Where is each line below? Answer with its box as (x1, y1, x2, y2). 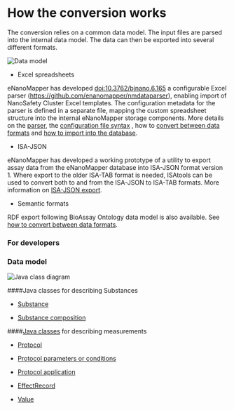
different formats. (7, 43, 58, 51)
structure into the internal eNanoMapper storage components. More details (7, 114, 224, 122)
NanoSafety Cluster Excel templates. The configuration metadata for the (7, 98, 216, 107)
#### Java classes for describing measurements (7, 327, 147, 336)
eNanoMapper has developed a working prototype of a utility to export (7, 156, 212, 164)
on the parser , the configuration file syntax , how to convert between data (7, 121, 220, 129)
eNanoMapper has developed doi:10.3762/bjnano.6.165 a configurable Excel (7, 84, 227, 92)
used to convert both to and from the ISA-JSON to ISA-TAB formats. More (7, 178, 219, 187)
